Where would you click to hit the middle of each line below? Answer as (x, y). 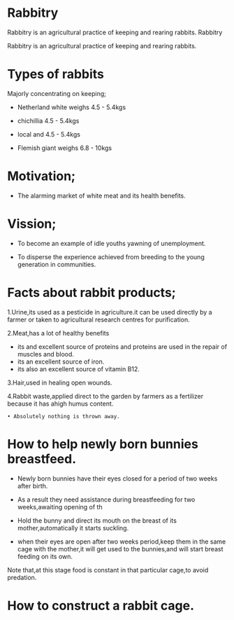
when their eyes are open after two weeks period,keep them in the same (122, 542)
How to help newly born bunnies (103, 444)
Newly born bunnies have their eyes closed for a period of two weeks (117, 478)
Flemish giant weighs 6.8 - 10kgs (65, 148)
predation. (22, 577)
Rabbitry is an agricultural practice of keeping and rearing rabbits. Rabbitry (115, 32)
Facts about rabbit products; (92, 292)
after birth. (32, 485)
